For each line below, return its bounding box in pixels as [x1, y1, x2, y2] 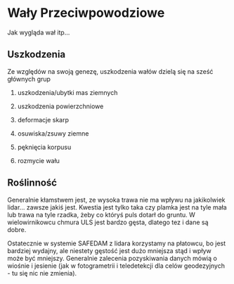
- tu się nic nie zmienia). [7, 269, 77, 277]
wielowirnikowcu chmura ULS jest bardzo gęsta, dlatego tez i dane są [7, 218, 209, 226]
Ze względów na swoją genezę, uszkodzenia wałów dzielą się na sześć [7, 67, 214, 75]
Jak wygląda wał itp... [7, 28, 70, 37]
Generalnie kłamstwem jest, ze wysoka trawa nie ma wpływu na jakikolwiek [7, 195, 226, 204]
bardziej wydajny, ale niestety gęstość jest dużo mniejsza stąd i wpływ [7, 246, 212, 254]
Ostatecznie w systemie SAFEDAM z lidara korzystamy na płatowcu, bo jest [7, 239, 226, 247]
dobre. [7, 225, 27, 233]
